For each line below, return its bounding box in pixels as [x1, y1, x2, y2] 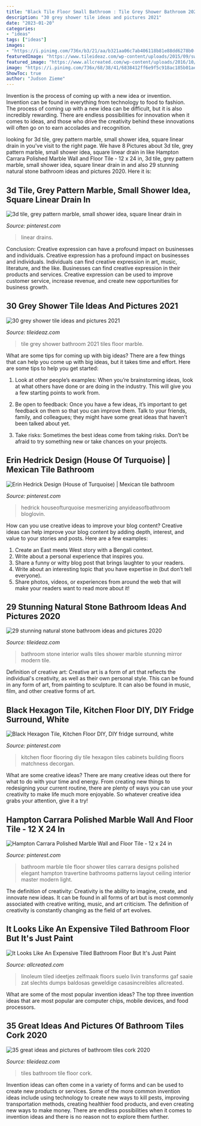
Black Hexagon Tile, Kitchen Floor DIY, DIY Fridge [6, 705, 194, 715]
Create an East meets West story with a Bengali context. [14, 546, 154, 553]
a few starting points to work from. [14, 389, 100, 396]
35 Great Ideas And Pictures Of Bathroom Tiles [6, 1021, 184, 1031]
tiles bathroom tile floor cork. [20, 1070, 93, 1077]
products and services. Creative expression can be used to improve [6, 271, 173, 278]
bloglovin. [20, 510, 45, 517]
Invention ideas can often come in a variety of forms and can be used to [6, 1081, 184, 1088]
